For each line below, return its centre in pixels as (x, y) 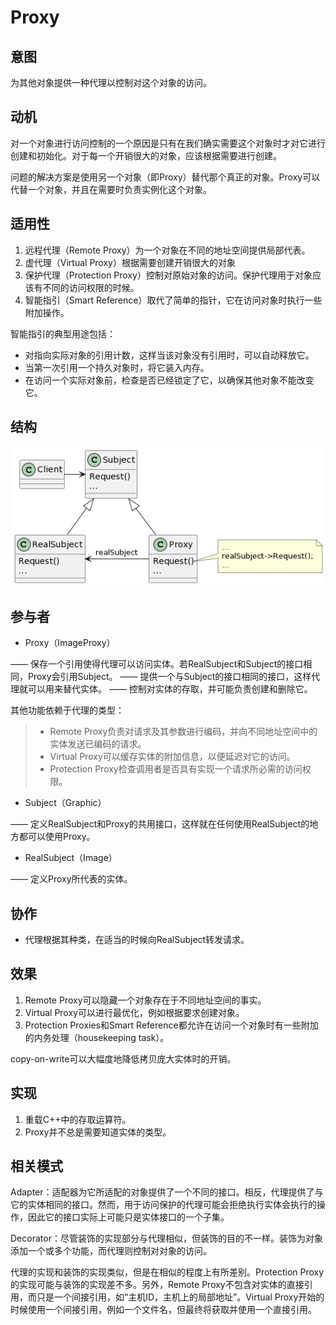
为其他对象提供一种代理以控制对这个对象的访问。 (111, 82)
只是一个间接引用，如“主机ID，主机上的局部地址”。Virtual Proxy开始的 (180, 1297)
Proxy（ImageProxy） (70, 643)
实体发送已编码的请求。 (98, 744)
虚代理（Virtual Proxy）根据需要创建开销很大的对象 (130, 262)
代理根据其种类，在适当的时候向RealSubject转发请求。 (137, 939)
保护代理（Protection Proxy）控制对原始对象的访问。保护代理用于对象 (168, 275)
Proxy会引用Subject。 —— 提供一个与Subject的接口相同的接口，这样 (169, 677)
